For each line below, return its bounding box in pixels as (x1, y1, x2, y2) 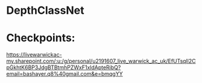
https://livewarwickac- (6, 51, 62, 58)
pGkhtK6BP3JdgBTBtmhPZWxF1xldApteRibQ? (6, 64, 121, 71)
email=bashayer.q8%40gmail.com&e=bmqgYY (6, 70, 123, 78)
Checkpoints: (6, 31, 75, 45)
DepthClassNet (6, 4, 84, 17)
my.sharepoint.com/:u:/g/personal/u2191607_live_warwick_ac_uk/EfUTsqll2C (6, 58, 196, 65)
